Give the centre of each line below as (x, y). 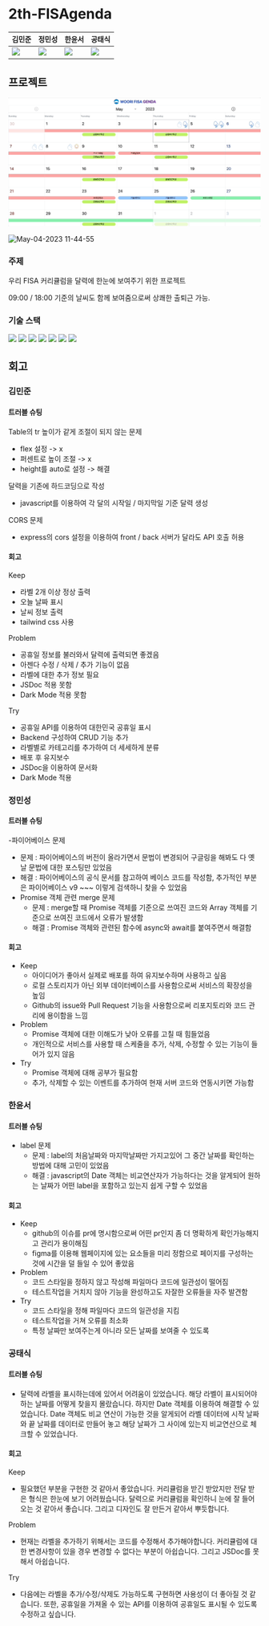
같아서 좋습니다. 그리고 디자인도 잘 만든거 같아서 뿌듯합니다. (137, 1508)
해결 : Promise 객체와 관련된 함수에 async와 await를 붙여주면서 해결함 (142, 927)
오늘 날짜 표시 (41, 601)
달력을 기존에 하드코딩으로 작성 (57, 486)
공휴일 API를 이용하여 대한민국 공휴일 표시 (85, 727)
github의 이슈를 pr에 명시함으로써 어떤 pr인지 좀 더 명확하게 (125, 1233)
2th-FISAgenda (60, 14)
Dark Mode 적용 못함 (53, 695)
